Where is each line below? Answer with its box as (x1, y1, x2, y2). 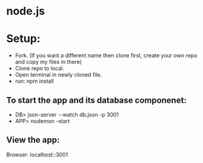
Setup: (6, 32, 41, 46)
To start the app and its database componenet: (6, 95, 187, 105)
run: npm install (15, 77, 54, 85)
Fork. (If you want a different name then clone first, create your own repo (15, 52, 198, 59)
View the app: (6, 135, 60, 145)
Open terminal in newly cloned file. (15, 71, 102, 78)
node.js (6, 4, 45, 18)
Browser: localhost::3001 (6, 151, 68, 158)
